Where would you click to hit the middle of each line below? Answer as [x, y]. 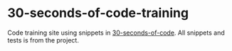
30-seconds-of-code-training [98, 13]
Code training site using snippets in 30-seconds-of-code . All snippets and [116, 33]
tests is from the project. [43, 40]
